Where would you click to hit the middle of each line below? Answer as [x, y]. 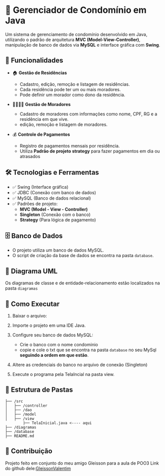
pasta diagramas [22, 288]
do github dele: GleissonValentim [38, 468]
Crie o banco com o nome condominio [59, 344]
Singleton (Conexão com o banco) [55, 214]
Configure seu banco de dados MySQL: [53, 335]
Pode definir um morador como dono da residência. [72, 95]
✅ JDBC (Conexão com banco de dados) [54, 192]
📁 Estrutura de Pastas [39, 390]
